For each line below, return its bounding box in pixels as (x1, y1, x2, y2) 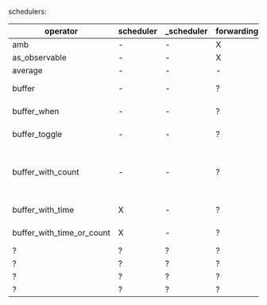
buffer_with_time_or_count (12, 227, 111, 238)
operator (44, 25, 79, 37)
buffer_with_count (12, 166, 79, 178)
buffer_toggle (12, 129, 63, 139)
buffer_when (12, 106, 60, 116)
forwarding (215, 25, 259, 37)
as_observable (12, 52, 68, 63)
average (12, 65, 43, 76)
